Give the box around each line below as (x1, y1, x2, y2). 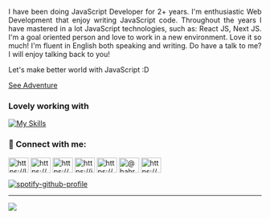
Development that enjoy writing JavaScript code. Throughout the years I (8, 15, 262, 25)
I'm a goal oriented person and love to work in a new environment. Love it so (8, 32, 262, 42)
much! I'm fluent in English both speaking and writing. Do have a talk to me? (8, 41, 262, 51)
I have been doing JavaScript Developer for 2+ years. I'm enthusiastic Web (8, 7, 262, 16)
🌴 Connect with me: (8, 139, 87, 150)
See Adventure (8, 80, 58, 90)
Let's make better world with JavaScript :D (8, 65, 149, 75)
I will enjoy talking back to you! (8, 50, 111, 59)
